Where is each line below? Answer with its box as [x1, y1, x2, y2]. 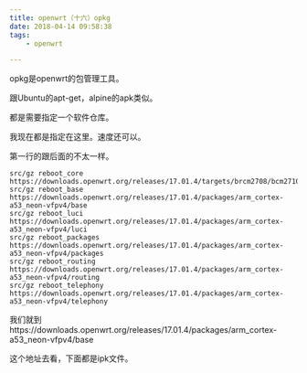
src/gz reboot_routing [9, 257, 96, 266]
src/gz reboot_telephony [9, 281, 104, 291]
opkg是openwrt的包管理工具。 [9, 73, 124, 84]
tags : [9, 30, 30, 39]
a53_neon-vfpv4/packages [9, 249, 104, 259]
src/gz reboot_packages [9, 233, 101, 242]
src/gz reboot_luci [9, 209, 84, 218]
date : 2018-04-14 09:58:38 [9, 22, 112, 31]
